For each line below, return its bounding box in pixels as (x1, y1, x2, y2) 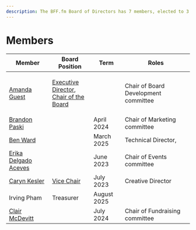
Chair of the (52, 92, 85, 101)
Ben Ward (9, 136, 36, 144)
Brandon (9, 115, 33, 123)
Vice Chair (52, 177, 80, 185)
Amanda (9, 85, 32, 94)
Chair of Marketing (124, 115, 176, 123)
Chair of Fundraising (124, 207, 181, 215)
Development (124, 89, 162, 97)
